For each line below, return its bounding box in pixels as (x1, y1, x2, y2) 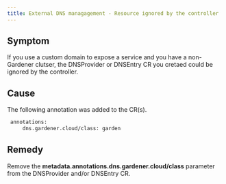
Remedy (7, 144, 43, 155)
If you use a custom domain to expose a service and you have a (7, 53, 187, 61)
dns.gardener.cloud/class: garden (22, 125, 121, 132)
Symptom (7, 35, 50, 47)
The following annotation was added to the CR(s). (7, 106, 147, 114)
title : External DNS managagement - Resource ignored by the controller (7, 10, 219, 17)
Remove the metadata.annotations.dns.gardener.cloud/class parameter (7, 162, 216, 170)
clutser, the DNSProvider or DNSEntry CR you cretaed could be (35, 61, 214, 69)
